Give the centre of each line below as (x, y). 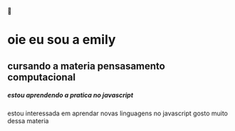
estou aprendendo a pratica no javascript (70, 95)
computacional (42, 77)
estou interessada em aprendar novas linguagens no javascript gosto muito (118, 113)
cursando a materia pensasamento (86, 66)
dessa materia (28, 120)
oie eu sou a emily (62, 40)
